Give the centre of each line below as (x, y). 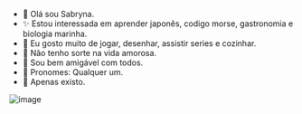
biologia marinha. (55, 33)
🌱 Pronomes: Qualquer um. (73, 72)
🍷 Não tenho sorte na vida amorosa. (89, 53)
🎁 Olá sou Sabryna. (58, 14)
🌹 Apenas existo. (54, 82)
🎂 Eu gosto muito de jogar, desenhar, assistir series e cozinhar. (139, 43)
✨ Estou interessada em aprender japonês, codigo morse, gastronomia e (158, 24)
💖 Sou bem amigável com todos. (83, 62)
